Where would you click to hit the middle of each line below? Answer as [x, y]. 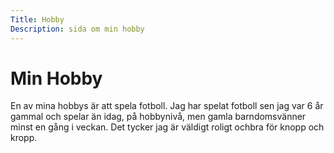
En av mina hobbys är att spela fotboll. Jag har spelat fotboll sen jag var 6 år [167, 106]
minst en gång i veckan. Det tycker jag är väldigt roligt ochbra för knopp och [167, 127]
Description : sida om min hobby [77, 29]
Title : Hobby [37, 19]
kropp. [24, 138]
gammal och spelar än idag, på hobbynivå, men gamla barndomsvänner [158, 117]
